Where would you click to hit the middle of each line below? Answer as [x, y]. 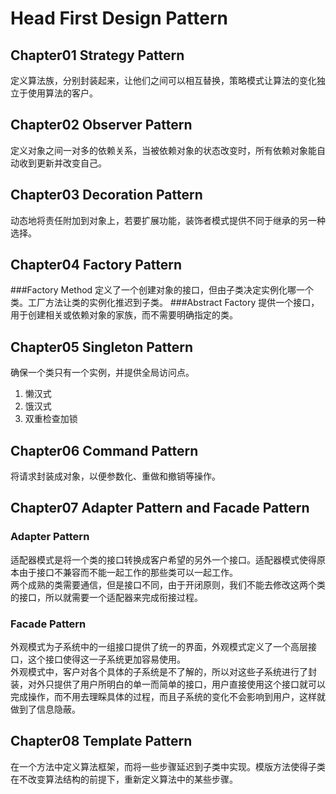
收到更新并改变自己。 [62, 163]
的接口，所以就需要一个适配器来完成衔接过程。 [106, 597]
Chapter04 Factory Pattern [96, 265]
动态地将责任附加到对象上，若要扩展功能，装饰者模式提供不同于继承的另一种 [168, 220]
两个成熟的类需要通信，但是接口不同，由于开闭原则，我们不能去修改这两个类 [168, 584]
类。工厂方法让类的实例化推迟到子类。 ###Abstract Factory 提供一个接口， [165, 303]
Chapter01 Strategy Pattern [97, 55]
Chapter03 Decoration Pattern [106, 195]
